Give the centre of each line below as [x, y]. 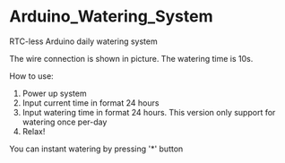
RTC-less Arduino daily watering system [84, 41]
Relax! [34, 131]
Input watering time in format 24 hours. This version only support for [149, 112]
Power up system [54, 93]
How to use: [31, 76]
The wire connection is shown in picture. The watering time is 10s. [131, 58]
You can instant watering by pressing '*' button [96, 149]
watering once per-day [65, 122]
